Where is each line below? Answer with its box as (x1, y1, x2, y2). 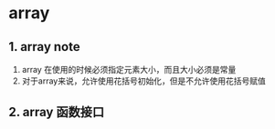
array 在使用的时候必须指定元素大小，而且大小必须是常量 (21, 64, 237, 74)
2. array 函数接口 (8, 104, 105, 120)
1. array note (8, 39, 80, 55)
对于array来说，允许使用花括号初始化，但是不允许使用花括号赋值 (21, 75, 266, 86)
